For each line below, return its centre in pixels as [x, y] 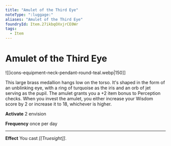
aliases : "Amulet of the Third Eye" [44, 19]
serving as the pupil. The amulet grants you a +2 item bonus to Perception [83, 93]
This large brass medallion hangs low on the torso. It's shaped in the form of [85, 82]
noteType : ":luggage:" [29, 15]
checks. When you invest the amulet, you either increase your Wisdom [79, 98]
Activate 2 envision [26, 114]
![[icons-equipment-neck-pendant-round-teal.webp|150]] [66, 72]
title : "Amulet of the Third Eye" [42, 10]
